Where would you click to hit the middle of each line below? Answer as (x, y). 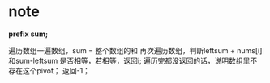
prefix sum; (28, 34)
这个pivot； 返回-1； (56, 70)
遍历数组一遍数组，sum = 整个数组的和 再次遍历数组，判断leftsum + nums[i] (135, 50)
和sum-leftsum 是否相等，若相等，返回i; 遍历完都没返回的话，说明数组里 (129, 60)
